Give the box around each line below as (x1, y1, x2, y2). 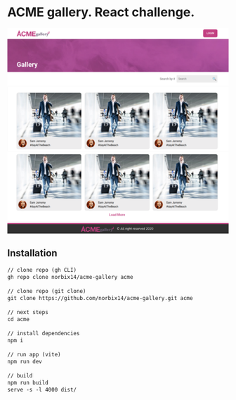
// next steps (7, 309, 49, 316)
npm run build (7, 380, 49, 387)
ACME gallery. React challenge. (7, 4, 195, 20)
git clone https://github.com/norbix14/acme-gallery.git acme (7, 295, 193, 302)
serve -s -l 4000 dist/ (7, 387, 77, 394)
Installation (7, 247, 58, 259)
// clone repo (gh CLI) (7, 267, 77, 274)
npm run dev (7, 358, 42, 365)
